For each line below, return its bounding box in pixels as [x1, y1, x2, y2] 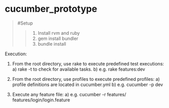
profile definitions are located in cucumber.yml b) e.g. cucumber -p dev [12, 81, 163, 88]
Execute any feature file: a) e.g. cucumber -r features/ [12, 91, 126, 97]
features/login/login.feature [12, 97, 70, 103]
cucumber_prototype [5, 3, 98, 15]
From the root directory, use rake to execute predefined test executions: [12, 60, 164, 67]
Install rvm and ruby [37, 30, 80, 36]
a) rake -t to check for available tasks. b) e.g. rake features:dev [12, 66, 145, 72]
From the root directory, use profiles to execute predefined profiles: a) [12, 76, 160, 82]
